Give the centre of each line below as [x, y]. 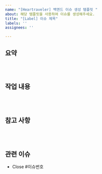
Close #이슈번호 [28, 167]
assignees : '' [20, 28]
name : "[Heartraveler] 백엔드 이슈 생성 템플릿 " [51, 10]
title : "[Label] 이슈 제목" [31, 19]
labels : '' [16, 23]
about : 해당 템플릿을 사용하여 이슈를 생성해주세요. [50, 14]
